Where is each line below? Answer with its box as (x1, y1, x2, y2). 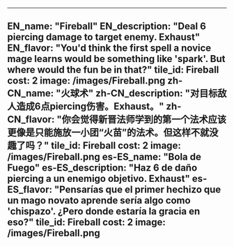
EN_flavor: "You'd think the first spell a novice (7, 43, 212, 54)
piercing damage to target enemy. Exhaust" (7, 31, 201, 43)
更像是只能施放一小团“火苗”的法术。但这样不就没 (7, 127, 219, 139)
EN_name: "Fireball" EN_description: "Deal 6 (7, 20, 207, 32)
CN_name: (7, 88, 54, 100)
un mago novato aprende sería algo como (7, 194, 191, 206)
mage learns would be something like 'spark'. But (7, 53, 226, 65)
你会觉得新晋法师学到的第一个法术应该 (61, 114, 227, 125)
